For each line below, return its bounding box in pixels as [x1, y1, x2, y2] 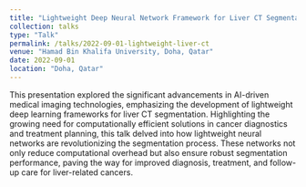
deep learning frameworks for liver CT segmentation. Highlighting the [9, 109, 270, 119]
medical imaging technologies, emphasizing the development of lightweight [9, 99, 293, 109]
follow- [270, 157, 297, 168]
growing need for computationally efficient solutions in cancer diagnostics [9, 118, 289, 129]
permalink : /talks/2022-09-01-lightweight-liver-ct [9, 38, 209, 48]
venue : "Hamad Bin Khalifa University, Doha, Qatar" [9, 47, 214, 57]
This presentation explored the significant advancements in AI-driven [9, 88, 270, 100]
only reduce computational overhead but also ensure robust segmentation [9, 147, 288, 158]
